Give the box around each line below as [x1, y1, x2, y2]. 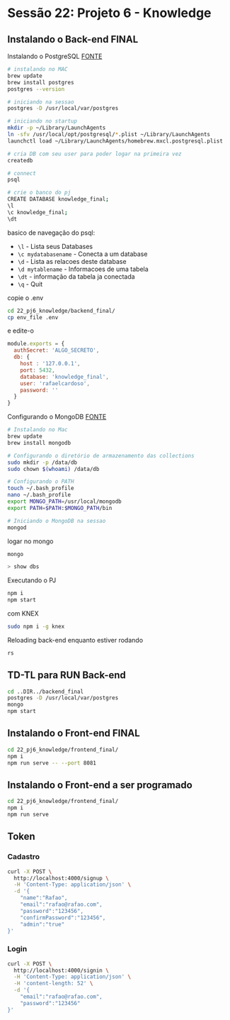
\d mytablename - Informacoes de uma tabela [17, 265, 149, 273]
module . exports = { [7, 340, 65, 348]
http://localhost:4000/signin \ [13, 967, 110, 974]
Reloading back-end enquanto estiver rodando [7, 636, 144, 644]
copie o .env [7, 293, 44, 302]
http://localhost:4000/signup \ [13, 875, 110, 882]
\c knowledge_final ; [7, 209, 69, 216]
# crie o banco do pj [7, 189, 71, 196]
